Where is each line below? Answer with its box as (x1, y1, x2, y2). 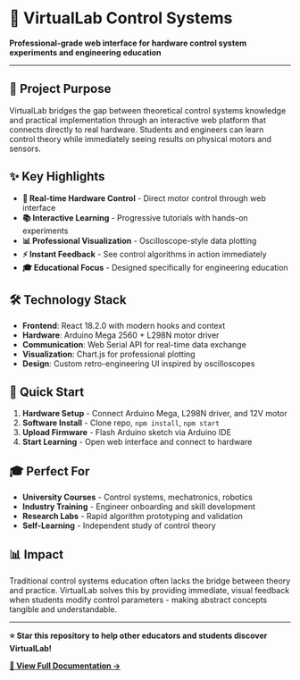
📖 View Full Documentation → (9, 660, 121, 671)
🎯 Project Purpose (9, 81, 112, 97)
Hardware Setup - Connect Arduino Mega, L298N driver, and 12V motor (21, 408, 287, 419)
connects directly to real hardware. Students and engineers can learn (9, 124, 264, 135)
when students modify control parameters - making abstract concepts (9, 594, 268, 605)
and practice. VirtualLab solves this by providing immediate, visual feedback (9, 584, 290, 595)
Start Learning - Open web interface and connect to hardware (21, 437, 253, 448)
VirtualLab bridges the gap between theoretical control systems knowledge (9, 105, 287, 115)
